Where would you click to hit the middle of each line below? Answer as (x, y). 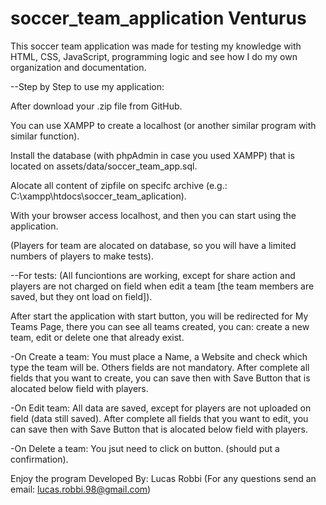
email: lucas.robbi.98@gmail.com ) (81, 489)
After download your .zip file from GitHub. (96, 106)
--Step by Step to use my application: (87, 86)
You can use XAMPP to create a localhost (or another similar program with (163, 125)
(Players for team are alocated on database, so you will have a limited (153, 245)
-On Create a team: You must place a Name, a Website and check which (159, 356)
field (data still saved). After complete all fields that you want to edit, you (159, 418)
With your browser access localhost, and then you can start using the (153, 215)
